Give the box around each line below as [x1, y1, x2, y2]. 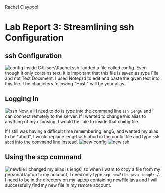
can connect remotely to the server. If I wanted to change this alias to [5, 113, 146, 119]
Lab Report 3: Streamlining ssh [5, 22, 134, 33]
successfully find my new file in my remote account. [5, 182, 111, 188]
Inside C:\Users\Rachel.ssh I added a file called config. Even [24, 65, 147, 71]
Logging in [5, 95, 39, 103]
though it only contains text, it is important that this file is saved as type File [5, 70, 159, 76]
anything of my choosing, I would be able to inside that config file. [5, 118, 140, 124]
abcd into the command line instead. [5, 139, 78, 145]
